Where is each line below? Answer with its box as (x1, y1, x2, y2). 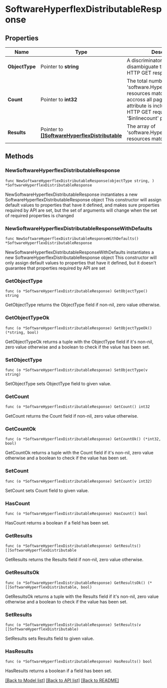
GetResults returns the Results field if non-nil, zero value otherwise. (5, 557, 144, 563)
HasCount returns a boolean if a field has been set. (5, 520, 110, 526)
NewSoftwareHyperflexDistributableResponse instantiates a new (5, 191, 138, 197)
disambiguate (126, 63, 159, 70)
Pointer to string (40, 63, 79, 70)
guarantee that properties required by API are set (5, 265, 106, 271)
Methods (5, 152, 34, 161)
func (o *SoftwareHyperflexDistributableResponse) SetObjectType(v (5, 367, 148, 372)
